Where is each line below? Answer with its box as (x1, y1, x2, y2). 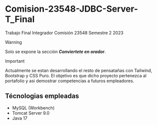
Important (5, 58, 25, 64)
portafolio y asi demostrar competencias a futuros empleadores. (5, 78, 135, 84)
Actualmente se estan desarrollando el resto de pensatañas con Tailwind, (5, 67, 153, 73)
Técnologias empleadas (5, 92, 79, 100)
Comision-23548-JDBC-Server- (5, 3, 138, 15)
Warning (5, 39, 22, 45)
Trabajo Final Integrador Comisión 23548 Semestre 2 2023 (5, 30, 123, 36)
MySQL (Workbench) (12, 105, 55, 110)
